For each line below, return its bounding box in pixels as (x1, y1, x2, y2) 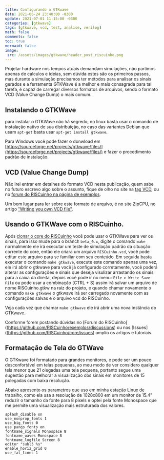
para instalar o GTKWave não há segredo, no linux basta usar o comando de (5, 119, 159, 125)
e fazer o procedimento (103, 149, 151, 155)
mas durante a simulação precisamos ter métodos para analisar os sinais (5, 76, 152, 82)
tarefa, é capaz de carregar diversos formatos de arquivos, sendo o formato (5, 86, 158, 93)
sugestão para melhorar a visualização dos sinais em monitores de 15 (5, 372, 145, 378)
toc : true (5, 39, 25, 44)
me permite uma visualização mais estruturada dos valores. (5, 402, 125, 408)
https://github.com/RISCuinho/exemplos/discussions (8, 325, 115, 330)
